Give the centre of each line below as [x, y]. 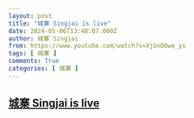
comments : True [34, 61]
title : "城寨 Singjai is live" [60, 23]
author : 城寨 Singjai [44, 38]
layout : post [30, 16]
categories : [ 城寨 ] [44, 69]
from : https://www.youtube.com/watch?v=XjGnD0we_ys [97, 46]
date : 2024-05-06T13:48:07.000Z [63, 31]
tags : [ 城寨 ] [33, 53]
